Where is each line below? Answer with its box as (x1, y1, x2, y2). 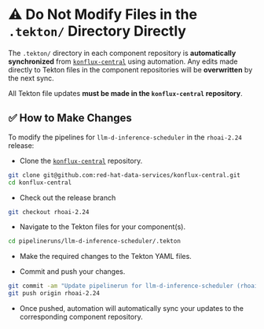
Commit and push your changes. (19, 267, 126, 276)
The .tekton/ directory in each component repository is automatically (8, 48, 236, 57)
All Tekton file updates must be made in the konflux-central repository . (8, 88, 243, 98)
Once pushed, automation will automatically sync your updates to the (19, 304, 244, 312)
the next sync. (8, 73, 55, 83)
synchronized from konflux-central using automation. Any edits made (8, 57, 238, 66)
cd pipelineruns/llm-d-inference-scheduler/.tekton (8, 238, 181, 246)
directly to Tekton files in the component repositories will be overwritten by (8, 65, 253, 74)
